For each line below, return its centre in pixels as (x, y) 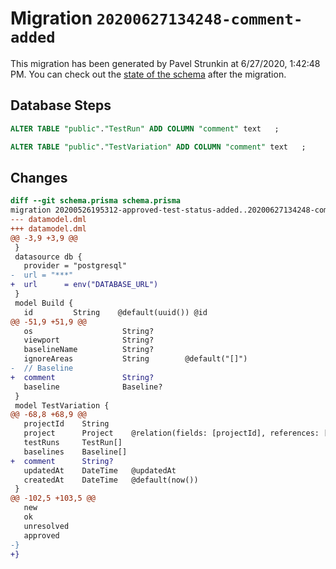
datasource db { (48, 257)
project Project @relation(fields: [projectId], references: (171, 433)
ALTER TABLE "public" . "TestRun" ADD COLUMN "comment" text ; (145, 128)
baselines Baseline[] (75, 452)
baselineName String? (89, 350)
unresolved (46, 526)
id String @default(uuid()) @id (115, 312)
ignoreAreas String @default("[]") (135, 359)
